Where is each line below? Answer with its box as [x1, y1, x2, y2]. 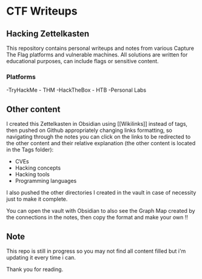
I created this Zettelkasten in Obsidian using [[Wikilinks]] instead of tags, [6, 120, 188, 128]
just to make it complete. [6, 196, 68, 203]
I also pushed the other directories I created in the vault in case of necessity [6, 189, 197, 196]
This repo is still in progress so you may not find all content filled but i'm [6, 247, 186, 255]
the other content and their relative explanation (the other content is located [6, 140, 196, 147]
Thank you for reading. [6, 266, 64, 273]
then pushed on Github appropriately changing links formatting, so [6, 126, 173, 134]
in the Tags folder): [6, 146, 54, 153]
